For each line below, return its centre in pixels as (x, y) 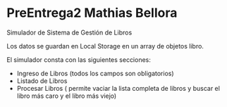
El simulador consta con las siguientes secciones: (79, 59)
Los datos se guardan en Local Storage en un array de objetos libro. (105, 46)
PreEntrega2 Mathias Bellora (92, 13)
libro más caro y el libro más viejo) (67, 96)
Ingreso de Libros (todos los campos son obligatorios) (95, 73)
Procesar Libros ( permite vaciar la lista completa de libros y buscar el (118, 88)
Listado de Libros (42, 81)
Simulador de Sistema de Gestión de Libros (69, 32)
